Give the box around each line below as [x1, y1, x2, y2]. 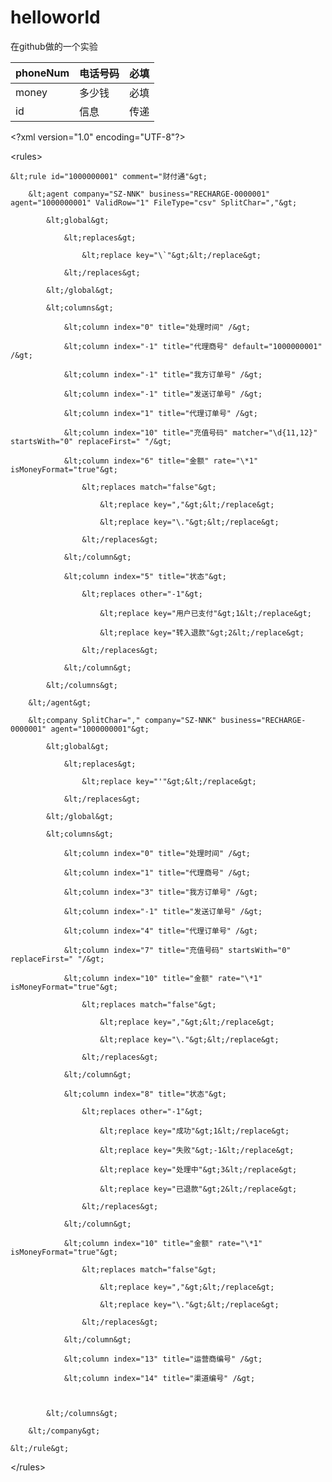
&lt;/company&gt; [28, 1426, 101, 1436]
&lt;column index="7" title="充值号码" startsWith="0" [63, 945, 292, 955]
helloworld [10, 6, 101, 29]
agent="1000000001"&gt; [50, 724, 150, 734]
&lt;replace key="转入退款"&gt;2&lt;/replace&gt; [99, 627, 305, 638]
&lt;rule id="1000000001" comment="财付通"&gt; [10, 171, 208, 181]
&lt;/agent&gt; [28, 697, 92, 708]
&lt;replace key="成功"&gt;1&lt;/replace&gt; [99, 1126, 290, 1136]
